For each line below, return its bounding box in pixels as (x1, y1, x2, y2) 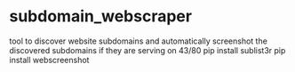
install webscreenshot (9, 54, 90, 65)
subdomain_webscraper (9, 6, 193, 27)
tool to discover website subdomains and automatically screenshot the (9, 36, 268, 46)
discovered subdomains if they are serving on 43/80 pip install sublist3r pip (9, 44, 286, 55)
